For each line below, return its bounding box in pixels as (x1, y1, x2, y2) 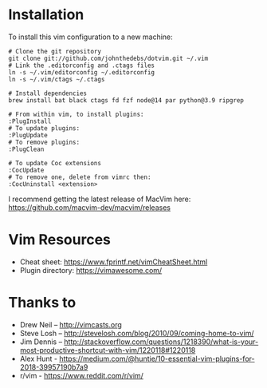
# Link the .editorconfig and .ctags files (8, 61, 155, 69)
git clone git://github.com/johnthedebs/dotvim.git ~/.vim (8, 54, 209, 62)
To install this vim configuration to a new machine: (8, 32, 173, 42)
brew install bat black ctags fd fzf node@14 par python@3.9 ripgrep (8, 96, 245, 105)
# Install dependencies (8, 89, 88, 97)
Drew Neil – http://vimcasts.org (19, 319, 122, 329)
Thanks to (8, 294, 77, 312)
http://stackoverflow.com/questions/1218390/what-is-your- (63, 337, 259, 346)
